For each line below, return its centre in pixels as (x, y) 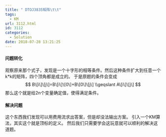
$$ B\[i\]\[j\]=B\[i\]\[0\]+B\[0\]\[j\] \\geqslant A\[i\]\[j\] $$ (83, 84)
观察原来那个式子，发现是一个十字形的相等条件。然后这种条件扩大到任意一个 (83, 70)
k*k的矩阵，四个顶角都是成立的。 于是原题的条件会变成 (61, 76)
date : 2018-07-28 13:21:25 (33, 42)
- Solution (21, 38)
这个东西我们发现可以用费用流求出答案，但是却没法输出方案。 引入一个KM (81, 117)
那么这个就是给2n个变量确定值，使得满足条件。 (53, 92)
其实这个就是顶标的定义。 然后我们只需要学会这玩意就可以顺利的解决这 (86, 123)
